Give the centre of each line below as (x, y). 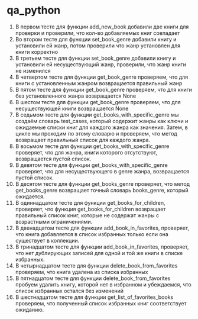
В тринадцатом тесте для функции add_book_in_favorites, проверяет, (102, 247)
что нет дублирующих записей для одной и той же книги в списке (99, 253)
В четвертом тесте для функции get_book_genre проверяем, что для (102, 77)
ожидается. (30, 196)
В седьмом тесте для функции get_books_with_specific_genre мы (97, 115)
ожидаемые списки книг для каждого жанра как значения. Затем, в (101, 127)
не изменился (33, 70)
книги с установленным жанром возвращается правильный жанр (99, 83)
